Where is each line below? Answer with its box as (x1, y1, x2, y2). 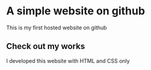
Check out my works (6, 41, 85, 51)
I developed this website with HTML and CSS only (6, 57, 131, 64)
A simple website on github (6, 4, 146, 18)
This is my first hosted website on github (6, 24, 107, 31)
